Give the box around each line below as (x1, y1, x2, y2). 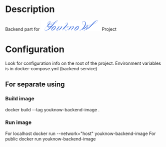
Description (5, 4, 55, 15)
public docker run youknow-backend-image (5, 135, 96, 141)
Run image (5, 119, 31, 126)
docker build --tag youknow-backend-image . (5, 106, 100, 112)
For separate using (5, 80, 65, 89)
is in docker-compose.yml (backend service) (5, 65, 97, 71)
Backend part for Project (5, 26, 116, 32)
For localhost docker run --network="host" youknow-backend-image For (5, 130, 156, 136)
